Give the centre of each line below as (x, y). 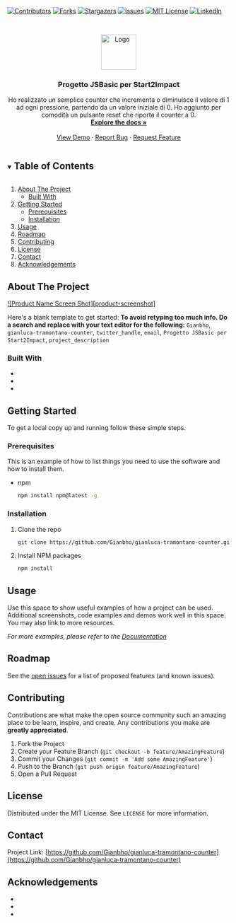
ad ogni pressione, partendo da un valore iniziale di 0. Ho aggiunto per (119, 108)
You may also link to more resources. (61, 623)
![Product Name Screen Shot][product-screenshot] (82, 303)
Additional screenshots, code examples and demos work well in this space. (117, 615)
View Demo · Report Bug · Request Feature (119, 137)
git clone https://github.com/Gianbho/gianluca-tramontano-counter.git (125, 542)
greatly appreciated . (38, 730)
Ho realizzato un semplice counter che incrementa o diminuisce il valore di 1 (119, 100)
